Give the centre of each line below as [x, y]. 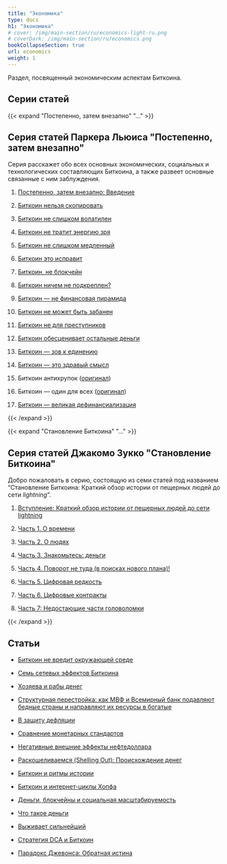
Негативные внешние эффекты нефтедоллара [85, 747]
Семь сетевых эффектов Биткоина [68, 673]
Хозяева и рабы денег [50, 686]
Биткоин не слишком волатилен [65, 219]
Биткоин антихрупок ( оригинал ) [64, 379]
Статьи [24, 643]
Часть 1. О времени [46, 529]
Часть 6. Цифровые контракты [62, 595]
